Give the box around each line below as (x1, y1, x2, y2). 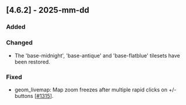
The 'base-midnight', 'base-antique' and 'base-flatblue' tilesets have (14, 52, 180, 59)
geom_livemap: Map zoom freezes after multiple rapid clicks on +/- (14, 86, 177, 93)
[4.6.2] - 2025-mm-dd (6, 5, 89, 15)
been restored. (14, 58, 51, 65)
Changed (6, 39, 33, 47)
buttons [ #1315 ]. (14, 92, 54, 99)
